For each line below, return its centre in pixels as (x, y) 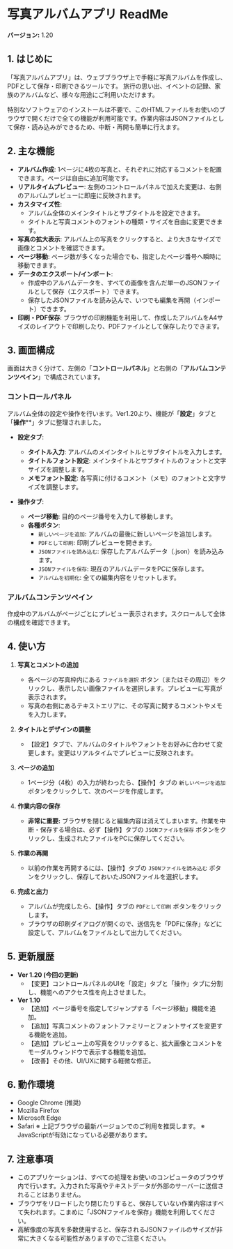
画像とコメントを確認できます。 (63, 248)
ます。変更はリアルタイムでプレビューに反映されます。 (119, 753)
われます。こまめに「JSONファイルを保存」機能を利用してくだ (120, 1212)
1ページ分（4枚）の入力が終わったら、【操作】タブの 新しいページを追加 (127, 782)
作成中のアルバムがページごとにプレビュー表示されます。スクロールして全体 (116, 613)
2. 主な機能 (31, 151)
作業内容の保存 (39, 806)
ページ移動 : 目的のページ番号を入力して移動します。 (102, 516)
